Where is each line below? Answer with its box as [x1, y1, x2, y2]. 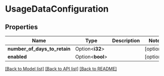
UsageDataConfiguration [5, 3, 109, 15]
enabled [7, 54, 27, 60]
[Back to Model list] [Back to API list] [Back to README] [5, 66, 117, 72]
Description [112, 38, 140, 44]
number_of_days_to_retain [7, 45, 71, 52]
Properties [5, 23, 38, 31]
